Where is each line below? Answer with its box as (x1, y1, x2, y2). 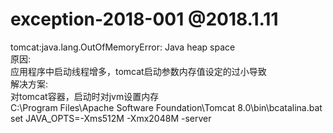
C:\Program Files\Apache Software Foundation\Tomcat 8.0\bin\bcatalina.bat (10, 101, 323, 113)
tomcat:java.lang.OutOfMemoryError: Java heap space (10, 41, 236, 53)
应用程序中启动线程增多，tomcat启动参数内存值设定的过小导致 (10, 65, 267, 77)
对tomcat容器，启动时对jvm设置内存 (10, 90, 160, 102)
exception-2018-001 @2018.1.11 (10, 8, 279, 31)
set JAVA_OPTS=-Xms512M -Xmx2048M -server (10, 112, 212, 124)
